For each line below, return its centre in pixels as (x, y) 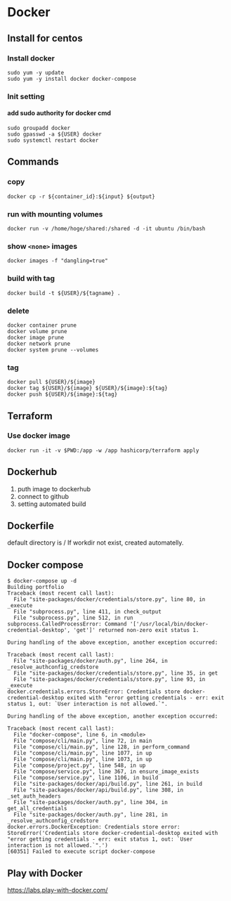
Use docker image (39, 436)
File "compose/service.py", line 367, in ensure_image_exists (106, 772)
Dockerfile (31, 526)
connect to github (43, 496)
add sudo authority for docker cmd (59, 113)
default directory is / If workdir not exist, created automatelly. (95, 543)
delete (18, 311)
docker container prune (42, 325)
